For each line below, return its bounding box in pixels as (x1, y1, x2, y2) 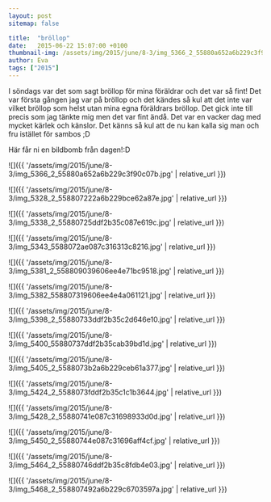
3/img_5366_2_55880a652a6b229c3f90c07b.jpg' (8, 169, 173, 179)
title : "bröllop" (8, 34, 70, 42)
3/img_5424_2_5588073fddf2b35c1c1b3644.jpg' (8, 387, 169, 397)
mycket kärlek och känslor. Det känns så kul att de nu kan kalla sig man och (8, 120, 260, 130)
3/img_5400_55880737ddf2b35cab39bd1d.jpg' (8, 339, 165, 348)
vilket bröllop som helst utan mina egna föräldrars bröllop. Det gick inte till (8, 103, 253, 113)
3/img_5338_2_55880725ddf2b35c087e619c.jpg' (8, 217, 172, 227)
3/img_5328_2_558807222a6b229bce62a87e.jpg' (8, 193, 175, 203)
